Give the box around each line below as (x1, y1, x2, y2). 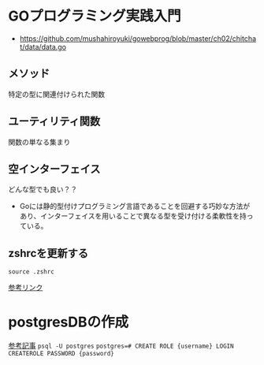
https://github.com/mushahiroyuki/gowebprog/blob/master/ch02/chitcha (19, 33, 257, 43)
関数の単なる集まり (8, 137, 71, 147)
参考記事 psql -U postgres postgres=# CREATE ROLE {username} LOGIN (8, 341, 234, 351)
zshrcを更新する (8, 246, 89, 260)
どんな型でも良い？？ (8, 184, 77, 194)
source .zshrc (8, 268, 55, 276)
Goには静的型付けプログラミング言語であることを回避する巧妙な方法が (19, 202, 251, 211)
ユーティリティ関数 (8, 115, 101, 128)
